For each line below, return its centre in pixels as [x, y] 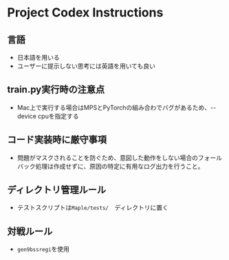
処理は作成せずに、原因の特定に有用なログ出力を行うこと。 [120, 166]
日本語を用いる [38, 57]
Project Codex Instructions [85, 13]
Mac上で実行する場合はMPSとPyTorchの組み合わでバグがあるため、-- [117, 107]
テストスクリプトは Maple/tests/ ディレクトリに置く [92, 208]
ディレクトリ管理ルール [57, 190]
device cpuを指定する [48, 116]
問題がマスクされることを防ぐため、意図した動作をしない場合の [107, 157]
